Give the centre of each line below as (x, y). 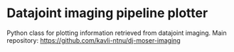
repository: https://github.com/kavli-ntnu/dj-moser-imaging (94, 40)
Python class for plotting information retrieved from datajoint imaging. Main (117, 33)
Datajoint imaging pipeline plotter (107, 13)
